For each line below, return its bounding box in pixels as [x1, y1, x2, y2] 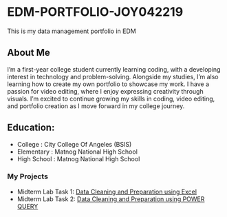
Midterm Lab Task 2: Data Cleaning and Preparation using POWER [17, 194, 205, 203]
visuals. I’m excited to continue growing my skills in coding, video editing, [7, 94, 215, 103]
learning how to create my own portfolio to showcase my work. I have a [7, 80, 210, 88]
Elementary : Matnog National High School [17, 147, 138, 156]
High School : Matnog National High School [17, 154, 140, 163]
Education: [7, 122, 55, 134]
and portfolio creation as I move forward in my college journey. [7, 101, 185, 110]
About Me [7, 47, 50, 59]
